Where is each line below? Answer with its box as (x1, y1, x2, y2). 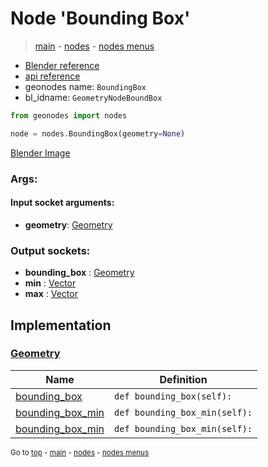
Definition (159, 372, 208, 386)
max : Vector (24, 288, 78, 300)
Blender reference (24, 59, 100, 71)
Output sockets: (10, 243, 91, 257)
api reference (24, 70, 81, 82)
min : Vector (24, 277, 77, 289)
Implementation (10, 317, 112, 334)
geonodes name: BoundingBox (24, 80, 147, 92)
